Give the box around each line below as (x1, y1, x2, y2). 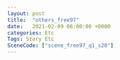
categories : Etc (7, 29, 54, 37)
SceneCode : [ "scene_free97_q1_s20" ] (7, 42, 114, 49)
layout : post (7, 10, 45, 17)
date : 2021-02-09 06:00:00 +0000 (7, 23, 111, 30)
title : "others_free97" (7, 17, 80, 23)
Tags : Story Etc (7, 36, 54, 43)
